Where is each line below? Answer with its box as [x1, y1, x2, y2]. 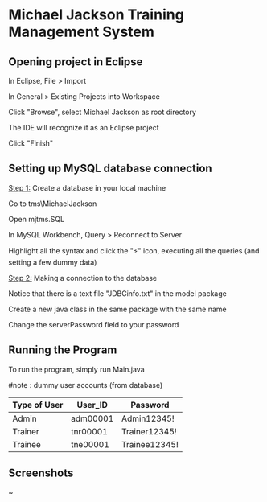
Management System [8, 23, 155, 41]
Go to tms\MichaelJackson [8, 199, 97, 208]
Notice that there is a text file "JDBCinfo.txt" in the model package [8, 288, 227, 298]
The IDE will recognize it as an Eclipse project [8, 123, 159, 132]
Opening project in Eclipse [8, 55, 143, 68]
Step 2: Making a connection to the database [8, 273, 158, 282]
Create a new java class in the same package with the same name [8, 304, 227, 314]
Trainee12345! [121, 438, 179, 450]
